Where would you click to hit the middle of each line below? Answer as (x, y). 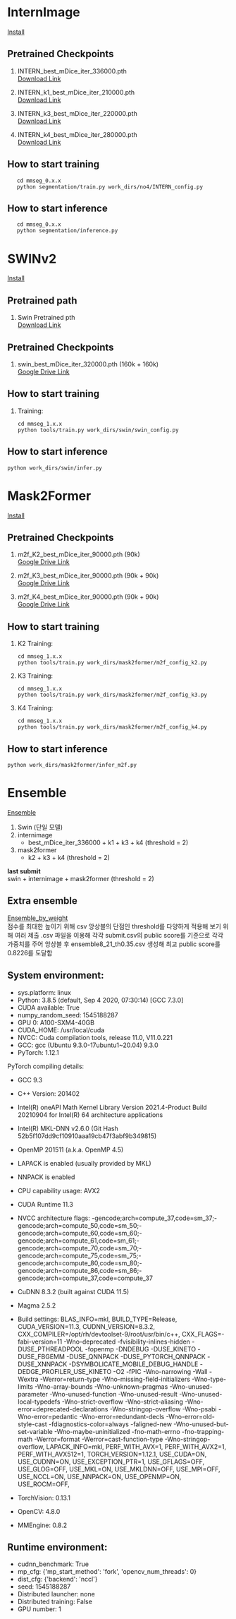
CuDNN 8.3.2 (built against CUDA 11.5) (73, 1291)
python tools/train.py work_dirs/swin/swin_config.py (98, 430)
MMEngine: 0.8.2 (42, 1525)
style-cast (32, 1424)
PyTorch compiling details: (46, 1066)
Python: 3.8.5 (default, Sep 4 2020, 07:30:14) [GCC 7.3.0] (100, 1000)
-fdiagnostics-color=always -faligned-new (110, 1424)
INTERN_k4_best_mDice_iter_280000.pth (77, 134)
